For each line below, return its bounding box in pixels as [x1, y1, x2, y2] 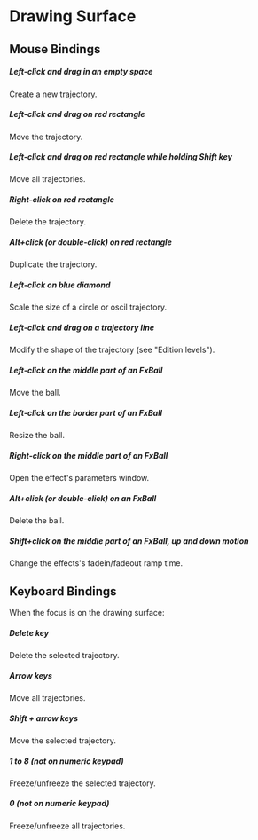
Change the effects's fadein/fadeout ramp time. [9, 558, 184, 569]
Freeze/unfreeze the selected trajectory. [9, 778, 157, 789]
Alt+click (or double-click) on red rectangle [9, 237, 173, 247]
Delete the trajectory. [9, 216, 87, 227]
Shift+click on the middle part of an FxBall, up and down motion [9, 535, 249, 546]
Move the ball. [9, 388, 61, 398]
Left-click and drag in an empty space [9, 67, 153, 77]
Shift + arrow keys [9, 712, 78, 724]
